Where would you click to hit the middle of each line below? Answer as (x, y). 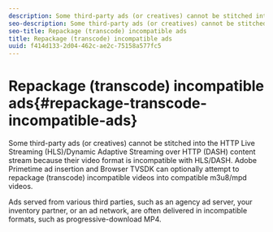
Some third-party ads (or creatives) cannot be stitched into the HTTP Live (132, 144)
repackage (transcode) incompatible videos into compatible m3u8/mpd (128, 178)
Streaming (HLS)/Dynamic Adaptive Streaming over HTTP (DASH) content (132, 152)
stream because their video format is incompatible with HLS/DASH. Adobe (133, 161)
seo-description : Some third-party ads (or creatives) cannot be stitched (138, 24)
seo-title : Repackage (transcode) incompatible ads (97, 31)
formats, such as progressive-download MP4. (85, 219)
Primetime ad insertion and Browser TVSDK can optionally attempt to (124, 169)
